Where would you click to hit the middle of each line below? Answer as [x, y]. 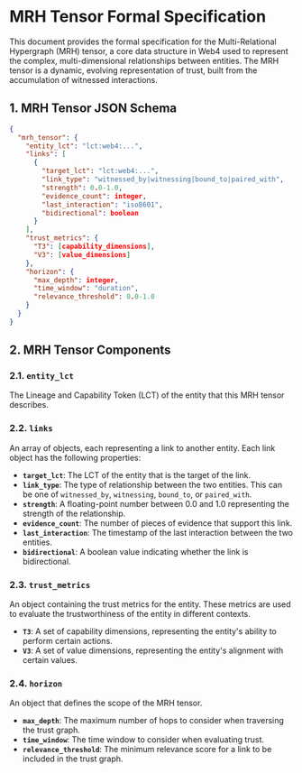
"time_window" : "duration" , [86, 289]
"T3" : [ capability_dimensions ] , [94, 246]
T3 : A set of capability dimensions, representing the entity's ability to [149, 631]
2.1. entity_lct [41, 376]
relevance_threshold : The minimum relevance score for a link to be [147, 750]
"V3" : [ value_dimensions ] [82, 254]
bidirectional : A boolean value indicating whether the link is [135, 551]
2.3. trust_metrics [50, 584]
